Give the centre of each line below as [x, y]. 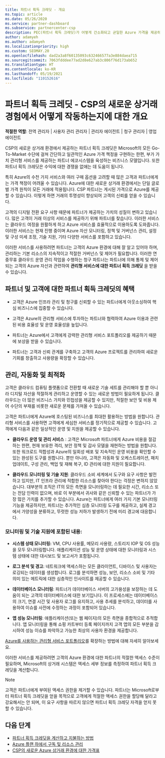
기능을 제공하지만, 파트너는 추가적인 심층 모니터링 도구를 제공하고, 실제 [80, 505]
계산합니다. [29, 670]
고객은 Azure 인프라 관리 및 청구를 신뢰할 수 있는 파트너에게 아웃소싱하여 [82, 302]
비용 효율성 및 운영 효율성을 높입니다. [53, 325]
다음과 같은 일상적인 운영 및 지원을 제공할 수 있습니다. [69, 429]
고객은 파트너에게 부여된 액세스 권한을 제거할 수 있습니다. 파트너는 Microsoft [78, 690]
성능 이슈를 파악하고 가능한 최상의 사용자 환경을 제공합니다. [82, 630]
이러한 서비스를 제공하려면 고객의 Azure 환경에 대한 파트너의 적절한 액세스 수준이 [82, 657]
